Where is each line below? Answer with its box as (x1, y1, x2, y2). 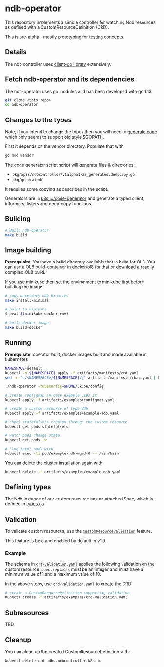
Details (5, 48, 27, 56)
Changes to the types (5, 116, 72, 124)
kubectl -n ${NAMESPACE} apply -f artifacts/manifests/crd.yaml (5, 371, 139, 376)
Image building (5, 246, 51, 254)
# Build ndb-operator (5, 228, 49, 233)
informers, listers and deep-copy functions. (5, 201, 93, 206)
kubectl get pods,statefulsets (5, 424, 69, 429)
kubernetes (5, 357, 28, 362)
